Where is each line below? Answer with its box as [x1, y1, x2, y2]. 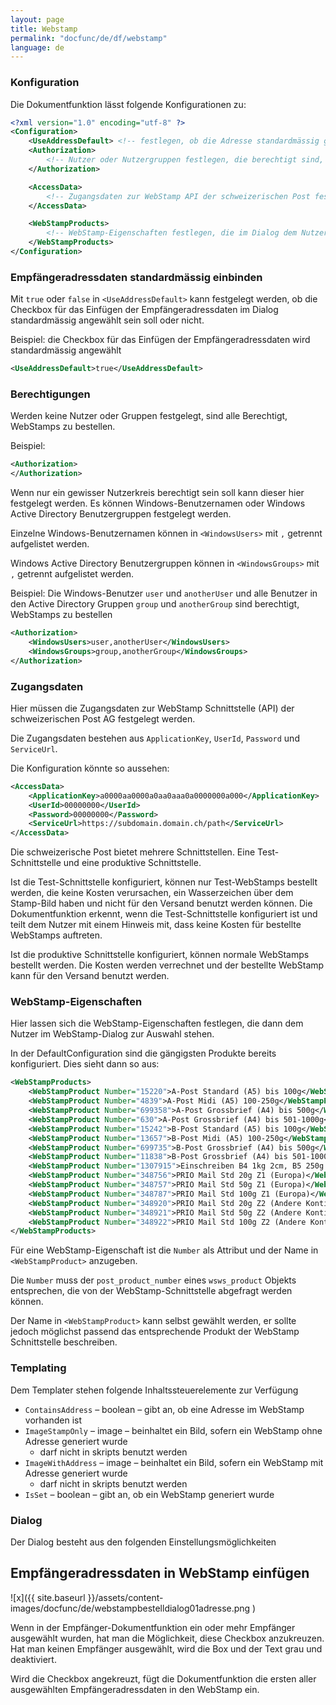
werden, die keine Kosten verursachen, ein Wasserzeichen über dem [10, 887, 294, 899]
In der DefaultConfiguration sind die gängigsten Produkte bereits [10, 1047, 277, 1060]
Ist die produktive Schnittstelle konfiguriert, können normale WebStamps [10, 949, 310, 961]
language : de [10, 42, 65, 53]
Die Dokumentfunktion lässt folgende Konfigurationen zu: [10, 98, 247, 110]
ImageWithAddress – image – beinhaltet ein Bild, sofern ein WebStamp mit [24, 1456, 324, 1468]
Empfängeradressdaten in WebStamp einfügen [10, 1565, 310, 1582]
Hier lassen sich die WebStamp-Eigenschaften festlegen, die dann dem [10, 1017, 304, 1030]
